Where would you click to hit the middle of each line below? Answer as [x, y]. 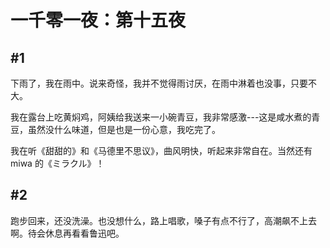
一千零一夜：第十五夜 [98, 20]
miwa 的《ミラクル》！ [57, 163]
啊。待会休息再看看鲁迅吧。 [67, 233]
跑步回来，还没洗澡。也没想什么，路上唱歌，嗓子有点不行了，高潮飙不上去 [163, 220]
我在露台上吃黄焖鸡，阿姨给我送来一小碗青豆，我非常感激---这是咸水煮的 [161, 117]
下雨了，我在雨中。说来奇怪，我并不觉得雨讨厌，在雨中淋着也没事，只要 [159, 83]
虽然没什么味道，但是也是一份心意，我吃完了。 [124, 129]
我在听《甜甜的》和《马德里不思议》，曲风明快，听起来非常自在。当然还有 [161, 150]
